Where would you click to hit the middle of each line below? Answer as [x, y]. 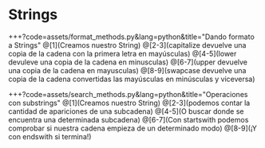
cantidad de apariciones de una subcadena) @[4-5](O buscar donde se [126, 111]
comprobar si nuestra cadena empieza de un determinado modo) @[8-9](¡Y [132, 128]
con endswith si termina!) [50, 136]
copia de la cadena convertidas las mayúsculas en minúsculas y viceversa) [132, 79]
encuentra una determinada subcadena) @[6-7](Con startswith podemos [129, 119]
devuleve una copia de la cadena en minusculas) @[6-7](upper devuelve [128, 62]
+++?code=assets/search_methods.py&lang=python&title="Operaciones [128, 94]
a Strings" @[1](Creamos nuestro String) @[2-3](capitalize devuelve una [127, 45]
